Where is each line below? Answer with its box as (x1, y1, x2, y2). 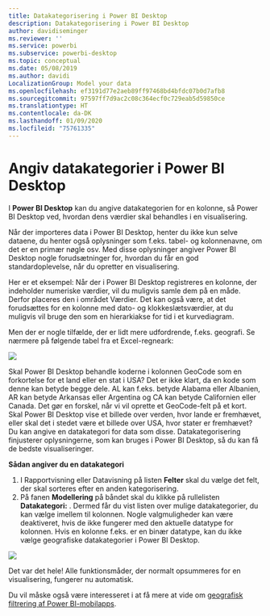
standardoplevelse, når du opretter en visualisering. (8, 262, 180, 271)
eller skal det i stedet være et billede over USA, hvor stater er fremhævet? (8, 417, 253, 428)
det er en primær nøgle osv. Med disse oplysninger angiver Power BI (8, 244, 236, 254)
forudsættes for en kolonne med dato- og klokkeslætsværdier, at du (8, 303, 234, 312)
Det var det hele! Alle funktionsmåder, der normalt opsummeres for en (8, 566, 242, 576)
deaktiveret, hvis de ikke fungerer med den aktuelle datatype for (19, 518, 234, 527)
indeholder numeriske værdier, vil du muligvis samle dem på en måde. (8, 286, 241, 295)
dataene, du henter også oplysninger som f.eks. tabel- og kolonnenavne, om (8, 236, 263, 245)
